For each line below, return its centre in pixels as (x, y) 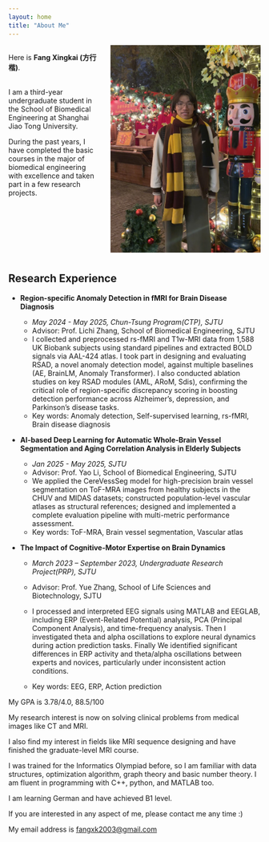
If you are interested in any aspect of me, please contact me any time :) (126, 813)
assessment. (53, 523)
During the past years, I (47, 141)
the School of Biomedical (50, 109)
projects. (23, 192)
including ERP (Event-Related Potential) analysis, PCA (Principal (137, 619)
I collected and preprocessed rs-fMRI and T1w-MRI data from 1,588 (143, 339)
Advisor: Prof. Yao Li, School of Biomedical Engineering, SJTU (134, 472)
